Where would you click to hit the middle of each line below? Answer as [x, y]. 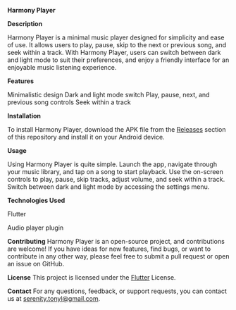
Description [25, 24]
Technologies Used [36, 200]
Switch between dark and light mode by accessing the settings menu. [108, 187]
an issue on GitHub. [36, 264]
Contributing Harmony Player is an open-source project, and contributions [116, 241]
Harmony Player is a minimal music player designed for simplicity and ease [116, 37]
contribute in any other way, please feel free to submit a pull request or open [118, 256]
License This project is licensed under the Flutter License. [92, 277]
